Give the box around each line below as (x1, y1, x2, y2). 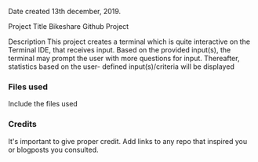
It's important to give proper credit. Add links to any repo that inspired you (8, 136, 248, 146)
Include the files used (8, 99, 78, 109)
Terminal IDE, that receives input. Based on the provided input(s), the (8, 45, 231, 54)
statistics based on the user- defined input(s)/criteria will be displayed (8, 62, 235, 71)
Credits (8, 119, 37, 130)
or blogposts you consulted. (8, 145, 100, 154)
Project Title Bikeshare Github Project (8, 22, 129, 31)
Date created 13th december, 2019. (8, 7, 122, 16)
